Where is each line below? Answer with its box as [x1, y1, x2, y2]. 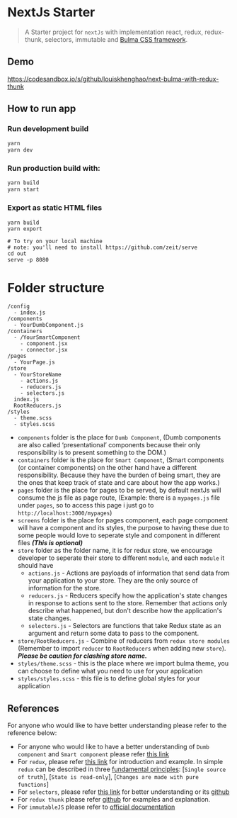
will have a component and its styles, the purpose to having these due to [17, 524, 230, 532]
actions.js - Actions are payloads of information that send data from [28, 568, 230, 578]
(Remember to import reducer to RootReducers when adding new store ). [17, 644, 226, 653]
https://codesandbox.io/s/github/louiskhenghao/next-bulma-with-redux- [7, 74, 219, 83]
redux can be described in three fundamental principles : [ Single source [17, 765, 226, 773]
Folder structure [7, 279, 105, 296]
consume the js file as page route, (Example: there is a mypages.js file [17, 493, 221, 502]
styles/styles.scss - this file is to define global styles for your [17, 674, 200, 683]
